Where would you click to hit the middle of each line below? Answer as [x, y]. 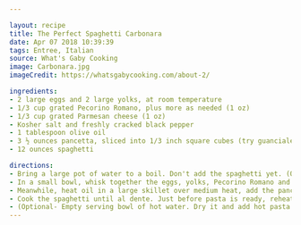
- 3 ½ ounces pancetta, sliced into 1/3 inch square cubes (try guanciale [152, 141]
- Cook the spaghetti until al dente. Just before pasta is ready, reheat [152, 199]
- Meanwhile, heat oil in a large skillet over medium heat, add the [142, 190]
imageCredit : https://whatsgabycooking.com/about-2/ [110, 75]
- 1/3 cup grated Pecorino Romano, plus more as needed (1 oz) [130, 108]
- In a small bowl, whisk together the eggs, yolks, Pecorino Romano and [150, 182]
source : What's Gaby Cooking [64, 59]
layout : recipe [38, 25]
